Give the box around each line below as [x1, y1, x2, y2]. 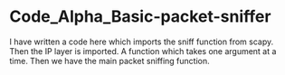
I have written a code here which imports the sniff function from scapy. [9, 36, 274, 47]
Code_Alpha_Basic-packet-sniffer [9, 6, 271, 27]
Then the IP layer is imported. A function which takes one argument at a [9, 45, 277, 56]
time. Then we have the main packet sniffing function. [9, 55, 210, 66]
